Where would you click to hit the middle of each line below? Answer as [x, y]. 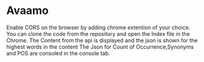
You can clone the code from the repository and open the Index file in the [98, 33]
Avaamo [27, 11]
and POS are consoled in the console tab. [58, 53]
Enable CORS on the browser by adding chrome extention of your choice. [98, 27]
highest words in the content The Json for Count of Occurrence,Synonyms [100, 47]
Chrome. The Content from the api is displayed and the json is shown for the [102, 40]
